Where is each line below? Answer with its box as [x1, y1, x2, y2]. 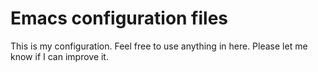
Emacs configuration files [10, 7, 229, 30]
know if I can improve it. [10, 50, 109, 62]
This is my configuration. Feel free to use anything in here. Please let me [10, 40, 308, 52]
